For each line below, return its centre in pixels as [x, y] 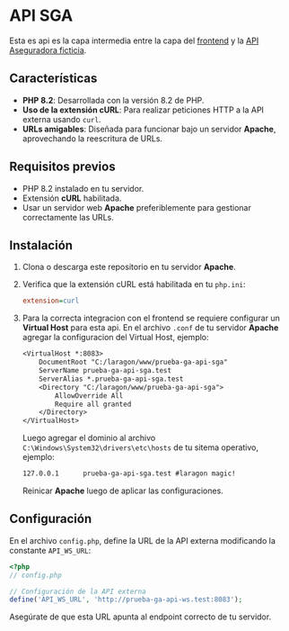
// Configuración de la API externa [78, 591]
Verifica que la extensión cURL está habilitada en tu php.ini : [134, 284]
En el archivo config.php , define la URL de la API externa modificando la [143, 540]
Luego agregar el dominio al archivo [89, 438]
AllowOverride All [89, 396]
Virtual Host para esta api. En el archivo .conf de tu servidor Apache [150, 328]
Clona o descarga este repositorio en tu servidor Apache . [129, 267]
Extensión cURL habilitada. [72, 198]
